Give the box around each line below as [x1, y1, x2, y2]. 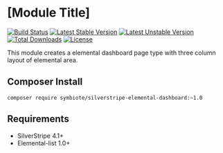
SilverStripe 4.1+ [17, 132, 64, 140]
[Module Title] [7, 5, 90, 21]
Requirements [7, 113, 69, 125]
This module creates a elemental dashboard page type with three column [7, 48, 216, 57]
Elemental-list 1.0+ [17, 138, 71, 147]
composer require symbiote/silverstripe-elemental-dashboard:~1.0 [7, 94, 203, 101]
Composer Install [7, 76, 83, 88]
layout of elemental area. [7, 55, 78, 64]
